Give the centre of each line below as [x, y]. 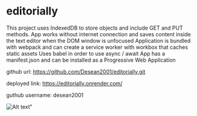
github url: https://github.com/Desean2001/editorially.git [76, 71]
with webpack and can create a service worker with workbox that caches [97, 47]
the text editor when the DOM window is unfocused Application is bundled [98, 40]
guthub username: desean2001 [45, 95]
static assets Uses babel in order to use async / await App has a [86, 53]
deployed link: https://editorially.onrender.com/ [64, 83]
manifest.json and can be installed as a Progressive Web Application [91, 60]
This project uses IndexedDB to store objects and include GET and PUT [95, 28]
